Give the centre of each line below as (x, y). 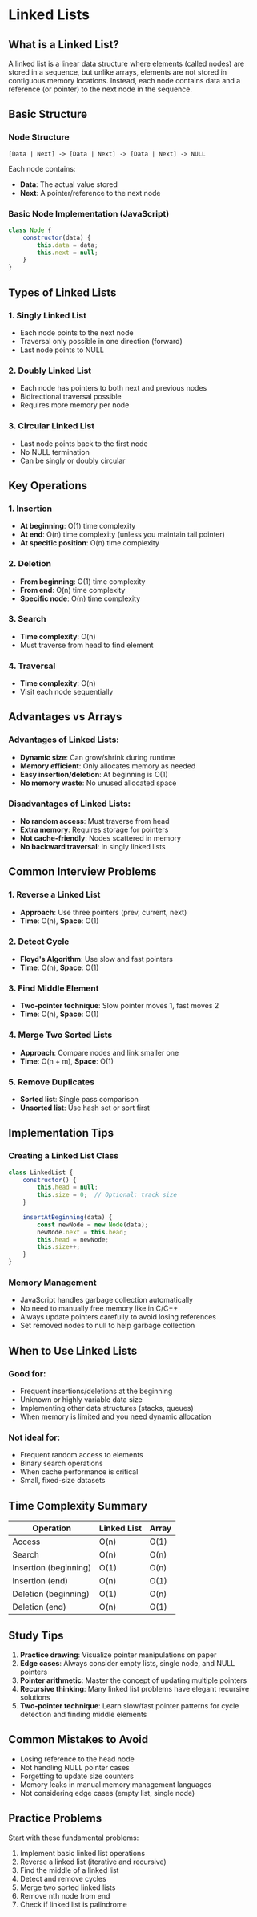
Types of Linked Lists (62, 292)
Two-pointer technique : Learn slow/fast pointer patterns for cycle (129, 1705)
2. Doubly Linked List (50, 371)
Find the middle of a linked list (69, 1870)
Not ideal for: (34, 1437)
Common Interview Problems (82, 872)
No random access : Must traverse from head (94, 821)
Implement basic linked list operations (82, 1853)
